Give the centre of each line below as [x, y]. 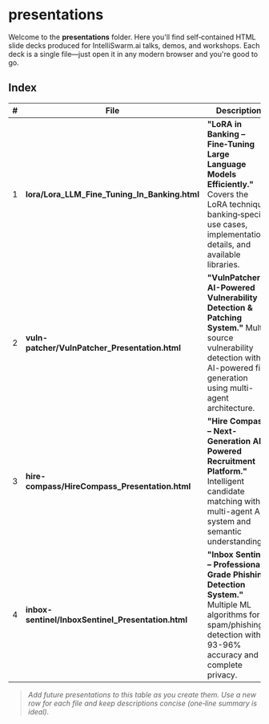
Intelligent [226, 481]
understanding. [235, 541]
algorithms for [233, 614]
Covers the [228, 194]
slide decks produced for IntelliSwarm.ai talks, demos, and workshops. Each [134, 45]
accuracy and [233, 654]
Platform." [227, 471]
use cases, [227, 224]
